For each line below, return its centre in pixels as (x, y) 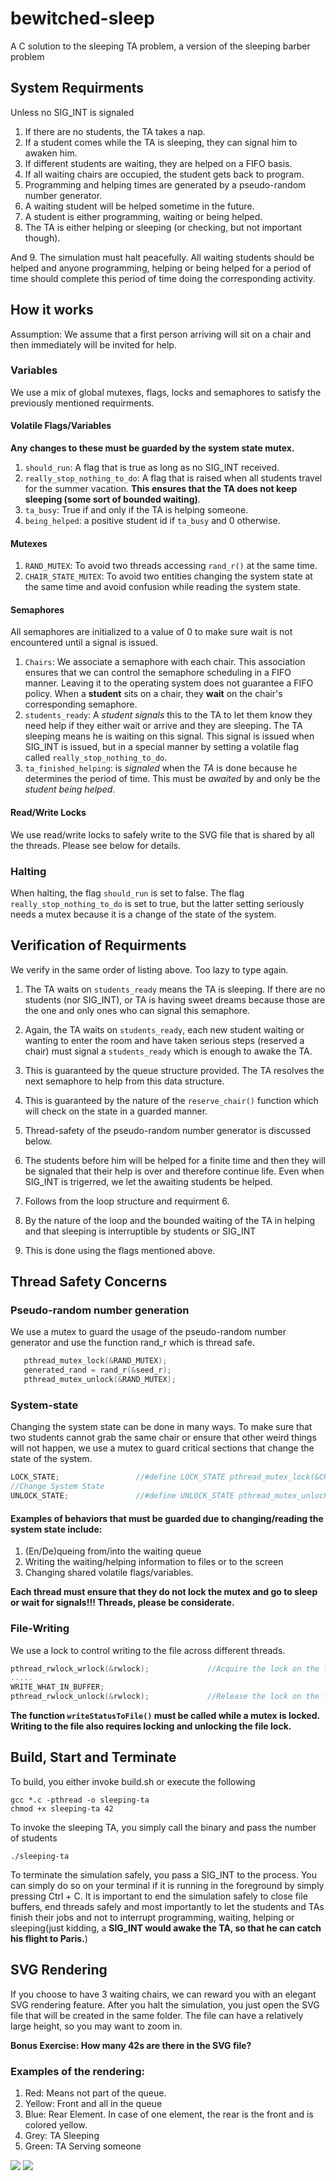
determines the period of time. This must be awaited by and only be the (172, 779)
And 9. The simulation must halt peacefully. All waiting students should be (162, 257)
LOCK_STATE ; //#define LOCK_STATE (118, 1477)
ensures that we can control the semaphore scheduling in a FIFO (158, 673)
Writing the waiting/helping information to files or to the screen (154, 1562)
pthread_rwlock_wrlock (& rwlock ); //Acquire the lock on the (165, 1668)
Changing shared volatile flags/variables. (109, 1573)
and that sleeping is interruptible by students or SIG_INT (140, 1231)
